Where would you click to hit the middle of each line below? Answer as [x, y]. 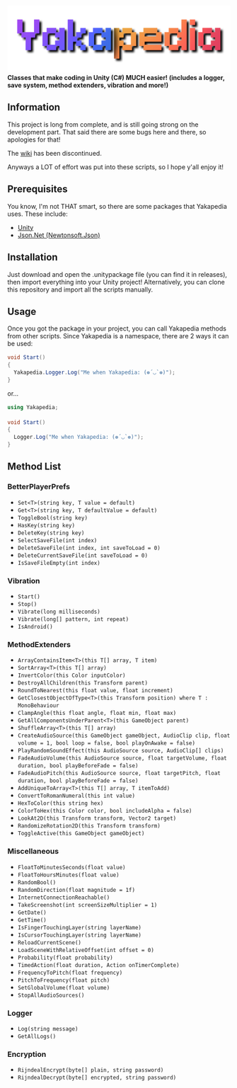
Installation [33, 257]
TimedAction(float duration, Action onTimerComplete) [98, 965]
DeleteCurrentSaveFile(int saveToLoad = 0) [83, 555]
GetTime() [32, 920]
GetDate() [32, 912]
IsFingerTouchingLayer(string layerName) [79, 927]
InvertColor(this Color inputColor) [71, 676]
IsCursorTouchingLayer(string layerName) [79, 935]
